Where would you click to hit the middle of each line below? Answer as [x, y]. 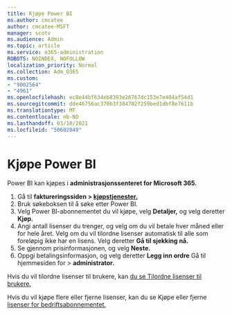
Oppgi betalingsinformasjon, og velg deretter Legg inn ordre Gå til [111, 256]
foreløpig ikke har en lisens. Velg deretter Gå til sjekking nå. [103, 241]
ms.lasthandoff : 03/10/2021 [48, 123]
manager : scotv [29, 33]
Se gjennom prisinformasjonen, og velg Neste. [84, 248]
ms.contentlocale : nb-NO [43, 117]
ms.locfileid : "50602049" [44, 130]
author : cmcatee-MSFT [38, 26]
